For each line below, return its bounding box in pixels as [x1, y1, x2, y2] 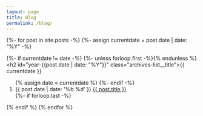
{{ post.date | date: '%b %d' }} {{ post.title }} [15, 86, 127, 93]
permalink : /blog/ [6, 20, 53, 26]
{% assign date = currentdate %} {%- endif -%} [15, 79, 135, 86]
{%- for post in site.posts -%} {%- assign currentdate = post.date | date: [6, 37, 187, 44]
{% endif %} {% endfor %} [6, 104, 73, 111]
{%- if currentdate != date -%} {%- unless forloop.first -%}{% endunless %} [6, 55, 198, 62]
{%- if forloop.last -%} [15, 92, 72, 100]
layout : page [6, 8, 39, 15]
